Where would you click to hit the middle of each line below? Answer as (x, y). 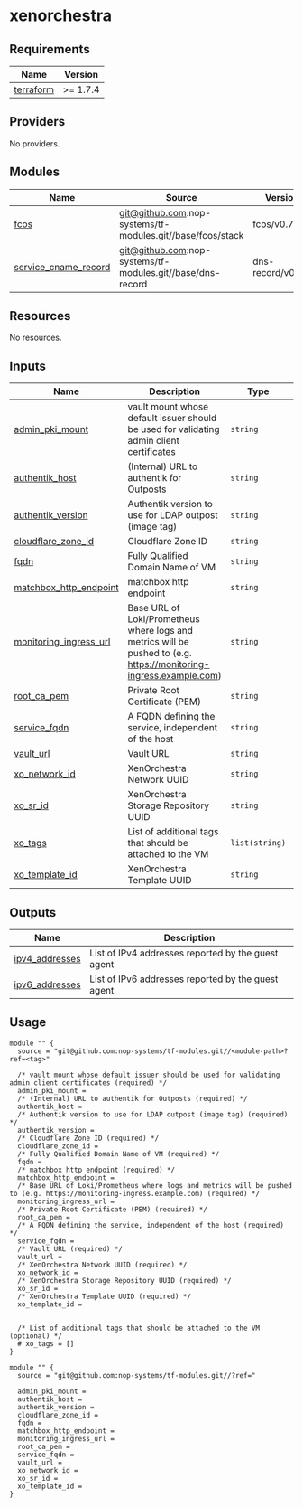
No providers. (35, 143)
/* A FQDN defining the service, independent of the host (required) (151, 1225)
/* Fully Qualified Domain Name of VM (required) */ (119, 1154)
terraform (34, 89)
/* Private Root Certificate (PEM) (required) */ (112, 1209)
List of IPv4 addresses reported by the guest (184, 953)
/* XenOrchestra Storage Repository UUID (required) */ (124, 1280)
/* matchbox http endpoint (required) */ (96, 1170)
